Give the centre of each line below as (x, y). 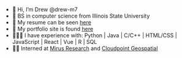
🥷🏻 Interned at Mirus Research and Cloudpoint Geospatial (85, 48)
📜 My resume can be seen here (52, 22)
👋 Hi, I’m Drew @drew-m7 (45, 9)
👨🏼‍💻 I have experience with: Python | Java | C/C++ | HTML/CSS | (95, 35)
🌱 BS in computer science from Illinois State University (81, 16)
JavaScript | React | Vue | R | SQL (55, 42)
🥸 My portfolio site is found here (53, 29)
